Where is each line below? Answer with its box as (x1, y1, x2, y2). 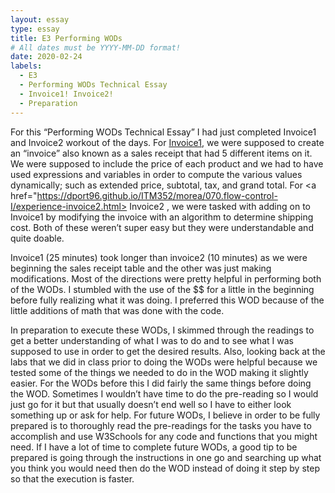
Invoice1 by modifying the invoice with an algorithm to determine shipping (10, 211, 314, 223)
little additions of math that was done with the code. (10, 304, 225, 316)
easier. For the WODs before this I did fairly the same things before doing (10, 377, 312, 389)
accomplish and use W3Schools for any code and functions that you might (10, 430, 318, 442)
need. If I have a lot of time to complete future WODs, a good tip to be (10, 441, 298, 453)
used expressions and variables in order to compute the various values (10, 168, 303, 180)
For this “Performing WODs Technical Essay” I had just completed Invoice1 (10, 126, 317, 138)
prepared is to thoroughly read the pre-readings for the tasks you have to (10, 419, 312, 431)
